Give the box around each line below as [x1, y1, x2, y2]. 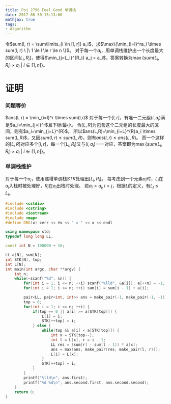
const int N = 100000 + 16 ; [5, 243, 65, 249]
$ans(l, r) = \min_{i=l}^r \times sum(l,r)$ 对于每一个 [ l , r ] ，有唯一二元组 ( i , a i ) [5, 115, 161, 122]
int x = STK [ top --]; [50, 333, 95, 338]
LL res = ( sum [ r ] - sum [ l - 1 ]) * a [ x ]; [50, 342, 138, 347]
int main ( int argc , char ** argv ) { [5, 266, 81, 272]
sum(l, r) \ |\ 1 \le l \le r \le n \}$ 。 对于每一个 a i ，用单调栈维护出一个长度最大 [5, 47, 164, 55]
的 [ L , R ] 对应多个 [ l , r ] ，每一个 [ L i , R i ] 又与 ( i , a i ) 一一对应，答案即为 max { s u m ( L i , [5, 141, 163, 148]
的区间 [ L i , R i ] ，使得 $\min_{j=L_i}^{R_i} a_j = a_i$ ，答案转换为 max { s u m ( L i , [5, 55, 159, 62]
